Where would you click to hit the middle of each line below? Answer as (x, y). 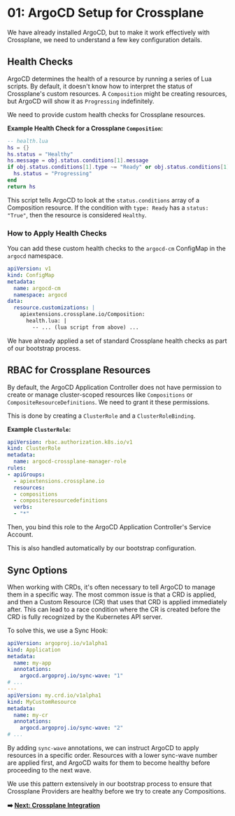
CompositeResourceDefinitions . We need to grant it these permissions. (108, 402)
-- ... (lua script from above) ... (86, 327)
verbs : (23, 507)
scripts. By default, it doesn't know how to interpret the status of (100, 86)
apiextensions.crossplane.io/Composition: (83, 314)
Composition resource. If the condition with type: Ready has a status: (108, 208)
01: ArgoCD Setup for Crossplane (106, 13)
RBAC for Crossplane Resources (79, 370)
